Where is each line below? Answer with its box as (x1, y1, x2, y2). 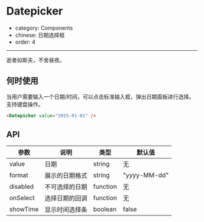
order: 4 (15, 38, 36, 45)
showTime (9, 205, 39, 214)
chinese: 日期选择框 (15, 31, 65, 39)
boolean (93, 205, 117, 214)
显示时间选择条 (44, 206, 88, 214)
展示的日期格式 (44, 171, 88, 180)
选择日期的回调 (44, 194, 88, 203)
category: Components (15, 24, 73, 31)
